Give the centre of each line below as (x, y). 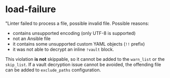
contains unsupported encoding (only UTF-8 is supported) (74, 33)
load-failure (31, 9)
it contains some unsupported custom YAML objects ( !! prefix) (79, 44)
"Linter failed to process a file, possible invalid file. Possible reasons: (77, 23)
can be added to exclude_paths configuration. (53, 70)
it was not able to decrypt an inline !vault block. (63, 49)
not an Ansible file (32, 38)
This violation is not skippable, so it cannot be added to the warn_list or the (85, 59)
